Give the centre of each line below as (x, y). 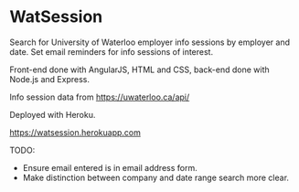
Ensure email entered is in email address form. (110, 167)
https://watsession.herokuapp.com (75, 132)
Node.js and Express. (49, 79)
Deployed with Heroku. (53, 114)
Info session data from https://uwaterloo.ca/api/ (100, 97)
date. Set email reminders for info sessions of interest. (111, 51)
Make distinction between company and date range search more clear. (156, 177)
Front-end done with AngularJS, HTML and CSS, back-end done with (139, 69)
